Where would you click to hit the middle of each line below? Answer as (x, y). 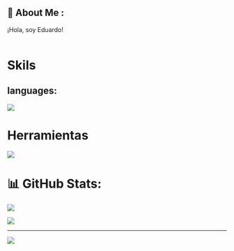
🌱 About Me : (36, 13)
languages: (32, 91)
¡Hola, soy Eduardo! (36, 29)
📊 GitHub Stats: (55, 184)
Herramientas (48, 135)
